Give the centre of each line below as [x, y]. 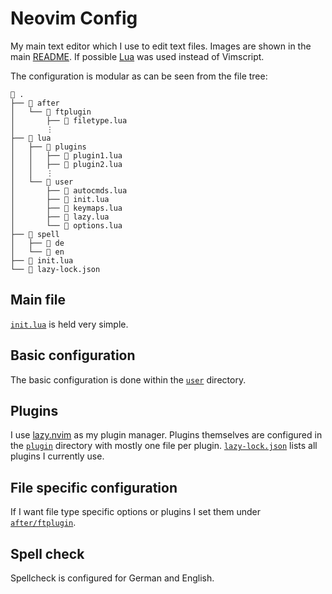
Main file [38, 300]
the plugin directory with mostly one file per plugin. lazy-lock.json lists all [164, 446]
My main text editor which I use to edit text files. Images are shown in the [161, 46]
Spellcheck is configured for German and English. [112, 578]
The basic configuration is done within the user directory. [128, 379]
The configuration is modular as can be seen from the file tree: [139, 76]
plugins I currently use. [57, 456]
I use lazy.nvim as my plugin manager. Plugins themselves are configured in [166, 435]
